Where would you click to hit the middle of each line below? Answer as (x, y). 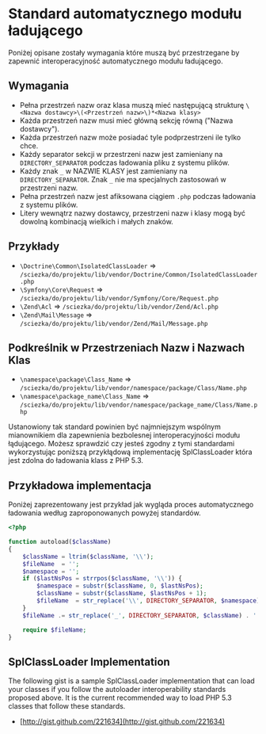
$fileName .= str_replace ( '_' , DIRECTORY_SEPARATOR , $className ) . (136, 615)
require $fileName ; (55, 630)
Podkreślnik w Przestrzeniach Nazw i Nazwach (127, 348)
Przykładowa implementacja (80, 486)
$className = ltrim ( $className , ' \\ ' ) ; (88, 556)
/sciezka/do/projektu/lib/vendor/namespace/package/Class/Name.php (133, 388)
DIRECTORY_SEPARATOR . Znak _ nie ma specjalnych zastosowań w (123, 179)
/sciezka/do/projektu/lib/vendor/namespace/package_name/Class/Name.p (139, 405)
